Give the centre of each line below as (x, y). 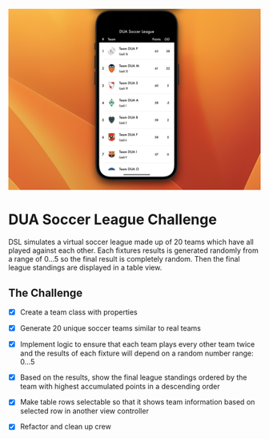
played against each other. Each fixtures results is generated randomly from (133, 250)
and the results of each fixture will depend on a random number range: (137, 353)
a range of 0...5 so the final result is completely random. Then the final (124, 259)
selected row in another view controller (84, 411)
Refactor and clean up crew (66, 427)
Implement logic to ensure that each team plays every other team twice (137, 344)
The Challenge (46, 293)
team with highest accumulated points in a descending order (120, 387)
